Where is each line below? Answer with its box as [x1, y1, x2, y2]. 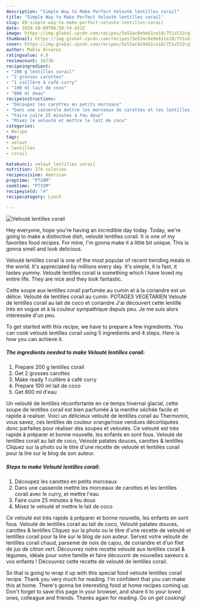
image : [6, 31, 22, 36]
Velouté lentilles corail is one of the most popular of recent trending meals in [6, 257, 191, 264]
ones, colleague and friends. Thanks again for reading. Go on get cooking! [6, 594, 186, 602]
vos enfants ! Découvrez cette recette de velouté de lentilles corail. [6, 558, 168, 565]
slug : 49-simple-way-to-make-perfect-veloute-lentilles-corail [6, 19, 164, 25]
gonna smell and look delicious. [6, 245, 83, 252]
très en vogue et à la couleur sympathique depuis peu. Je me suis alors [6, 305, 179, 312]
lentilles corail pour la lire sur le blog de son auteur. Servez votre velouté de [6, 533, 188, 540]
